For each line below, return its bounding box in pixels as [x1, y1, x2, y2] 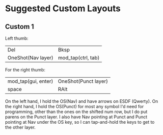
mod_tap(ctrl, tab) [58, 54, 100, 61]
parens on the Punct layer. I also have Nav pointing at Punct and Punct [5, 114, 147, 120]
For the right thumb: [5, 67, 46, 72]
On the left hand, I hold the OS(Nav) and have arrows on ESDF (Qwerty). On [5, 98, 159, 104]
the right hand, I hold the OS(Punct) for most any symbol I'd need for [5, 104, 144, 109]
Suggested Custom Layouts [5, 3, 121, 14]
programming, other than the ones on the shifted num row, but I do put [5, 109, 148, 114]
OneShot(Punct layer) [58, 78, 108, 85]
